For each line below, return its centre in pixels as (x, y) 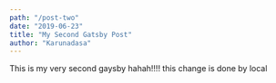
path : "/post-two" (44, 18)
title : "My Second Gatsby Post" (71, 34)
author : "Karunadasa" (51, 43)
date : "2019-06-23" (46, 26)
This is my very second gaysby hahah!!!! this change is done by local (138, 69)
